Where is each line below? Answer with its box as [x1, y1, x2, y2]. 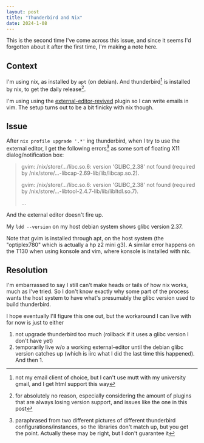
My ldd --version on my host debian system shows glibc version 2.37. [6, 223, 183, 230]
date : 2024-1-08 [6, 20, 47, 26]
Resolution [6, 265, 48, 276]
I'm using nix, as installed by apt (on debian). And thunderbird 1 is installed [6, 77, 191, 85]
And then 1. [15, 356, 44, 364]
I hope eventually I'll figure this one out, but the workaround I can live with [6, 312, 191, 319]
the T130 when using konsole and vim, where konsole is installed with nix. [6, 247, 191, 255]
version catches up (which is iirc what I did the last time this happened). [15, 350, 195, 357]
